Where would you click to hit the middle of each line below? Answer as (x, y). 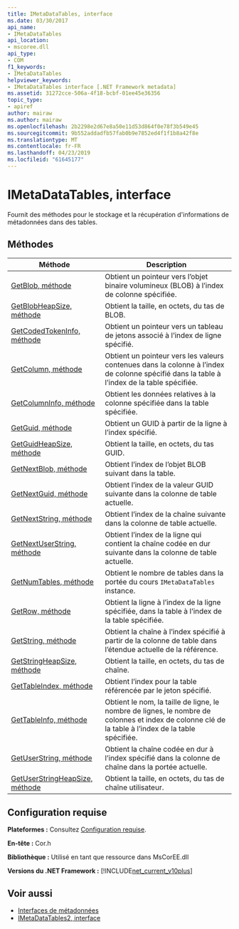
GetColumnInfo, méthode (53, 403)
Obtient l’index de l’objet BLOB (155, 464)
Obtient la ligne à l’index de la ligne (163, 602)
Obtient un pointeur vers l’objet (156, 276)
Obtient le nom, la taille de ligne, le (162, 702)
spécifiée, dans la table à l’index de (164, 611)
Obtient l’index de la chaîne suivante (165, 514)
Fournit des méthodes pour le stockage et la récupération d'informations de (118, 214)
